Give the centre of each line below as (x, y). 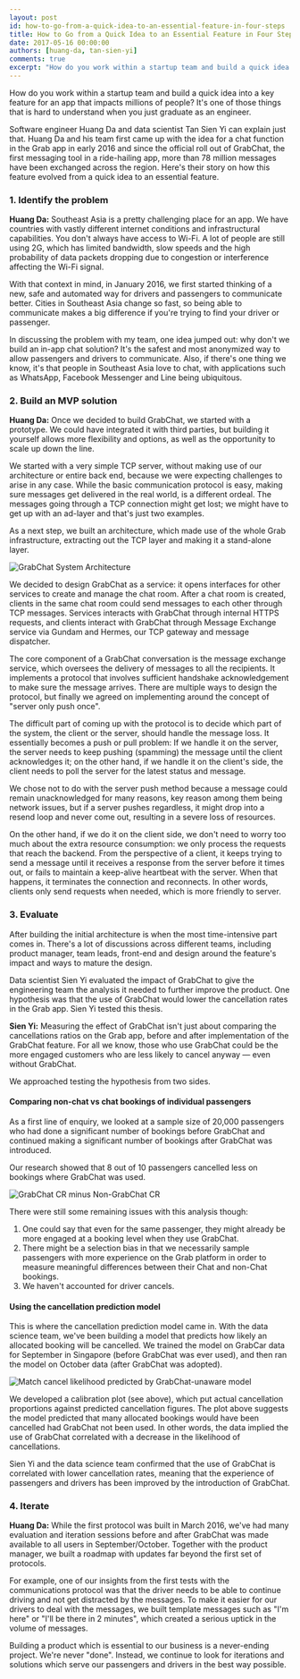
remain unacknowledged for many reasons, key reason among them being (146, 798)
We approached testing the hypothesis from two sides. (110, 1081)
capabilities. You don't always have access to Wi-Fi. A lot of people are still (147, 239)
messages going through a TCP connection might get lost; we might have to (149, 504)
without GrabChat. (43, 1064)
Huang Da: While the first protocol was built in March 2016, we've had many (149, 1525)
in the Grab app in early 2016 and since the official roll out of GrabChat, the (147, 148)
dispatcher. (30, 641)
